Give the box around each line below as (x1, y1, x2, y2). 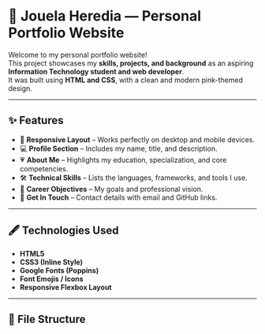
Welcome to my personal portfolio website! (8, 50, 147, 59)
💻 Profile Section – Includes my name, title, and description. (19, 144, 218, 153)
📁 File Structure (8, 312, 86, 326)
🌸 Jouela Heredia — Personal (8, 7, 202, 25)
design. (8, 83, 33, 93)
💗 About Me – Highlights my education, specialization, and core (19, 155, 227, 164)
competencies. (19, 163, 69, 173)
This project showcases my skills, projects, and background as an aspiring (8, 58, 254, 68)
